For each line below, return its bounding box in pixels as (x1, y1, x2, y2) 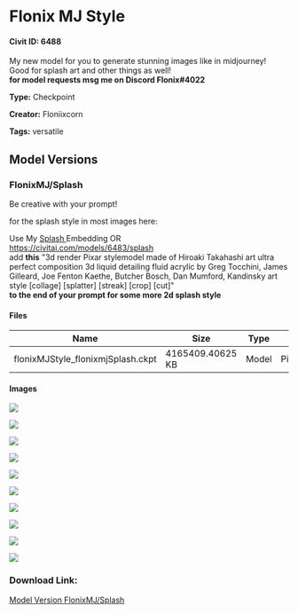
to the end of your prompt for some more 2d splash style (9, 290, 222, 301)
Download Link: (9, 574, 78, 586)
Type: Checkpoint (9, 91, 75, 103)
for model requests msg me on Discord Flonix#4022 (9, 75, 206, 85)
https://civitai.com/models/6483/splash (9, 242, 153, 254)
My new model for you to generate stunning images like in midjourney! (9, 56, 267, 67)
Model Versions (9, 152, 98, 167)
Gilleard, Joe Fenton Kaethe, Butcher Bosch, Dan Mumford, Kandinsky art (9, 271, 278, 281)
